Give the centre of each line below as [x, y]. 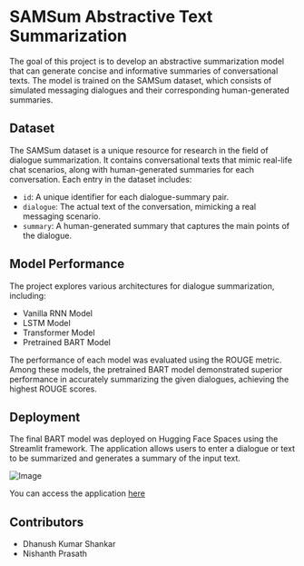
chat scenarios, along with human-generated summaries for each [132, 169]
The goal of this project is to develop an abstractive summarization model [147, 61]
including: [28, 295]
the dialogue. [47, 235]
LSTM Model [46, 323]
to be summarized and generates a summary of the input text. [125, 458]
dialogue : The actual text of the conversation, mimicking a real [139, 206]
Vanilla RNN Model [58, 313]
